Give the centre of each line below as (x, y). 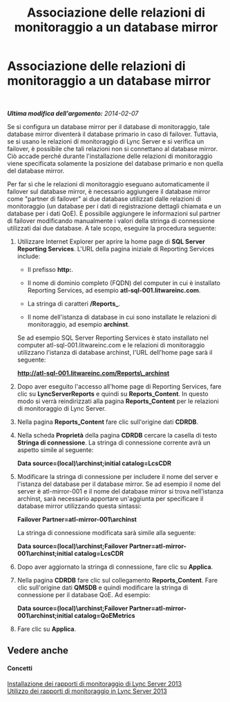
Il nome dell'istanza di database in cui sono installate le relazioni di (122, 317)
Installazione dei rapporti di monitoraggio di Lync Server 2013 (94, 683)
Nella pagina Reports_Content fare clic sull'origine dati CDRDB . (108, 422)
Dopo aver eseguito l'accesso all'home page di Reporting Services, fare (119, 386)
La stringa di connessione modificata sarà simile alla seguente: (106, 532)
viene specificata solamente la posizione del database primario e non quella (115, 163)
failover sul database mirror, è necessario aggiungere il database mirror (109, 191)
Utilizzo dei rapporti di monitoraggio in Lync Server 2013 (87, 691)
